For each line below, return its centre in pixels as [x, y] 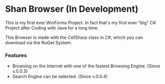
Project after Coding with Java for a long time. [52, 28]
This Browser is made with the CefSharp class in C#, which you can [74, 37]
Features [16, 55]
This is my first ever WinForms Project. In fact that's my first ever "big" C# [81, 23]
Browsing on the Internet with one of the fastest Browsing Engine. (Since [86, 66]
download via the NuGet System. [39, 42]
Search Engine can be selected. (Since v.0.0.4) [60, 77]
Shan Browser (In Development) [72, 9]
